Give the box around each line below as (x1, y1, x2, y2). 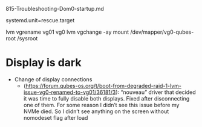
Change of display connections (14, 75, 93, 83)
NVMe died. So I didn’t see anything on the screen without (23, 108, 169, 115)
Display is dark (5, 56, 82, 70)
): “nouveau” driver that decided (115, 88, 196, 96)
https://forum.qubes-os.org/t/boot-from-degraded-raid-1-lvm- (25, 82, 182, 89)
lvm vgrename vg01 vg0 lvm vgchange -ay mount (5, 28, 129, 36)
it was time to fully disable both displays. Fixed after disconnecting (23, 94, 190, 102)
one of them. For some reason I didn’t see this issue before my (23, 101, 180, 108)
